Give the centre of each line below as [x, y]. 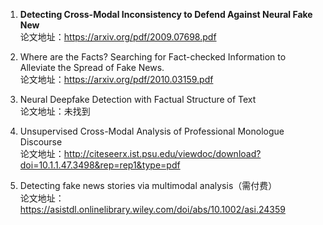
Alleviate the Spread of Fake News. [92, 67]
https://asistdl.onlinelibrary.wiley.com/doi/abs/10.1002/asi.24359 [152, 209]
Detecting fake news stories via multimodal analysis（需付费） [148, 185]
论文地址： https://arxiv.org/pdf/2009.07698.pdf [118, 37]
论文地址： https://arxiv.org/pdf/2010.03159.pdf [116, 79]
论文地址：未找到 [55, 111]
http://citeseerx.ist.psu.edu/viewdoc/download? [162, 153]
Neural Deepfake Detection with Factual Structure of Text [138, 99]
